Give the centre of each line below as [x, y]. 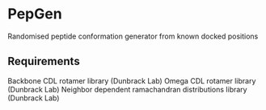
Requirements [44, 61]
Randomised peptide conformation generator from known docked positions [133, 36]
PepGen [35, 14]
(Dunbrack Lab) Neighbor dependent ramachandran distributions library [127, 89]
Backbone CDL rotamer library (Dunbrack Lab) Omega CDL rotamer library [132, 80]
